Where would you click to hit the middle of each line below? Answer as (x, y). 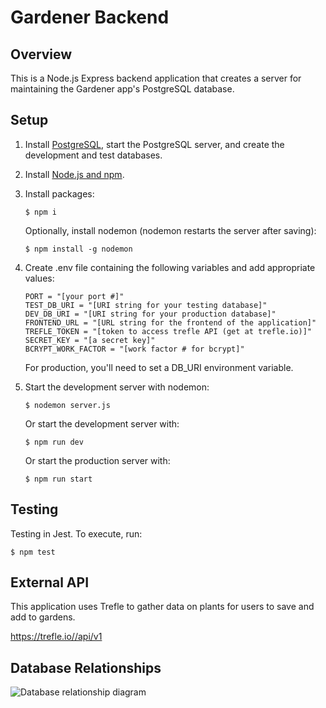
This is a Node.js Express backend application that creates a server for (156, 78)
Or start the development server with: (102, 423)
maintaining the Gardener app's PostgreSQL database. (122, 89)
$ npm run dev (54, 442)
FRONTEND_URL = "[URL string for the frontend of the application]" (170, 322)
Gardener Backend (90, 17)
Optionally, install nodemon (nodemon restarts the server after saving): (170, 230)
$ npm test (33, 552)
